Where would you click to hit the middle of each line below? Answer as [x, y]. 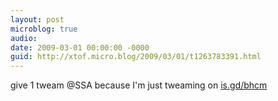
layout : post [37, 19]
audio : [24, 38]
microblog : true [44, 29]
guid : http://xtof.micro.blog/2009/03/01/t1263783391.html [136, 57]
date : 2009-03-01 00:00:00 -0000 [80, 47]
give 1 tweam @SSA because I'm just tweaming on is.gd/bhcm [139, 85]
